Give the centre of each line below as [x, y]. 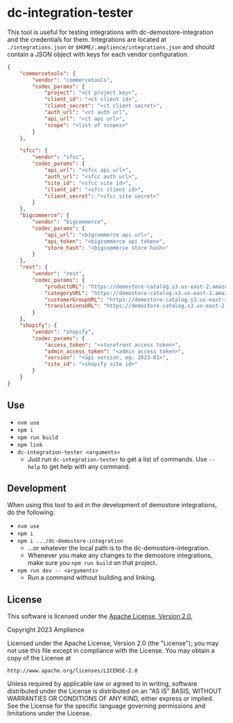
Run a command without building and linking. [92, 578]
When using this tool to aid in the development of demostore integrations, [112, 505]
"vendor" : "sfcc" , [59, 157]
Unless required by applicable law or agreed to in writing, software [102, 684]
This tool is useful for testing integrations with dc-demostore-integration [110, 32]
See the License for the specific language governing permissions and [106, 706]
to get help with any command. [86, 466]
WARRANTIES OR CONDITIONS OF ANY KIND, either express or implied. [110, 699]
